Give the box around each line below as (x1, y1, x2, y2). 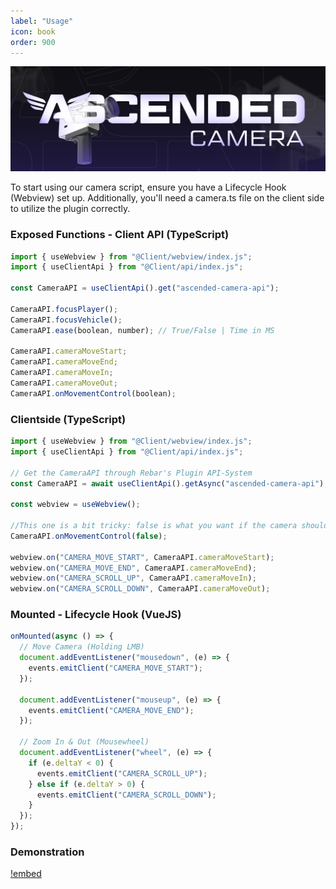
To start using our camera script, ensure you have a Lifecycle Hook (10, 181, 287, 194)
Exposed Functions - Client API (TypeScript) (10, 228, 230, 242)
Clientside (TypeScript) (10, 412, 127, 426)
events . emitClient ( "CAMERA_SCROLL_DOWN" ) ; (36, 790, 217, 800)
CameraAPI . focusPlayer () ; (10, 304, 118, 314)
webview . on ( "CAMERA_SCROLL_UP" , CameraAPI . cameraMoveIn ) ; (10, 573, 257, 584)
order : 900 (10, 37, 56, 47)
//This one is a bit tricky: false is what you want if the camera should (10, 521, 329, 531)
